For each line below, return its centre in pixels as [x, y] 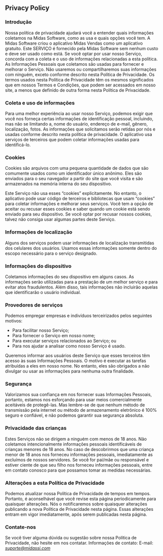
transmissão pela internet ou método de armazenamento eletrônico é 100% [81, 410]
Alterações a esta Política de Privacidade [55, 483]
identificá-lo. [18, 145]
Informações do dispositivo [38, 266]
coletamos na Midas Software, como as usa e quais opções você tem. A [78, 38]
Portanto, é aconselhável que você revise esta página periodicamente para [81, 499]
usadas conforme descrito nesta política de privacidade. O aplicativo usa [79, 134]
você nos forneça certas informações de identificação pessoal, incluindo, [79, 119]
